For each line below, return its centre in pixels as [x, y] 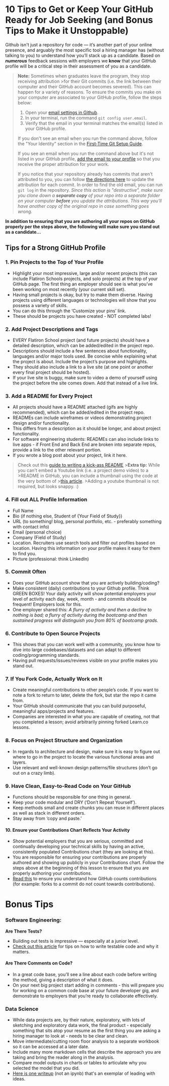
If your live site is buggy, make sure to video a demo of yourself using [85, 377]
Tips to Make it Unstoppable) [67, 31]
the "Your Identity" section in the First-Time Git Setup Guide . [80, 144]
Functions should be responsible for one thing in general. [72, 797]
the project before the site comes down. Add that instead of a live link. [86, 383]
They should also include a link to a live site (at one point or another [83, 367]
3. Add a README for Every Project [49, 396]
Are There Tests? [24, 931]
